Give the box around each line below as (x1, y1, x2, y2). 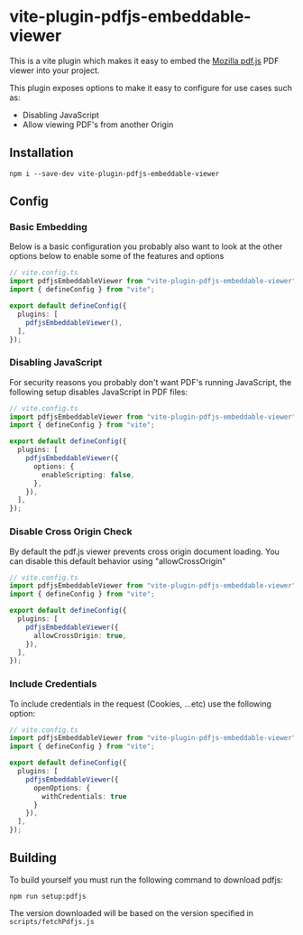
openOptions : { (32, 783, 91, 792)
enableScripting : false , (41, 470, 135, 479)
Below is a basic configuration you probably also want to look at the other (9, 241, 283, 252)
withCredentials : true (41, 792, 127, 801)
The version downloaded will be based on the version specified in (9, 907, 254, 918)
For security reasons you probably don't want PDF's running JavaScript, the (9, 376, 292, 387)
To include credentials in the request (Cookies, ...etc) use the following (9, 698, 272, 709)
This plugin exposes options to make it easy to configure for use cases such (9, 82, 293, 93)
